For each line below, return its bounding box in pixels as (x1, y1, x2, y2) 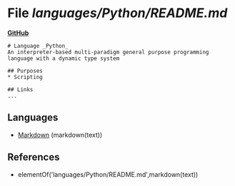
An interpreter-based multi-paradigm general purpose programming (7, 48, 209, 56)
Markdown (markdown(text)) (17, 130, 103, 139)
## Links (7, 86, 34, 93)
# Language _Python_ (7, 42, 69, 49)
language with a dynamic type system (7, 55, 120, 62)
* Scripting (7, 73, 43, 81)
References (7, 151, 60, 163)
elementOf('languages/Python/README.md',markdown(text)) (17, 170, 199, 179)
